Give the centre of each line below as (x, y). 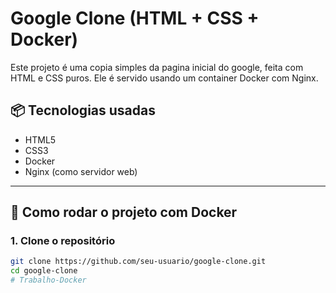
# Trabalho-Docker (48, 280)
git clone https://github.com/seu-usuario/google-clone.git (138, 262)
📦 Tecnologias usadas (83, 110)
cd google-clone (44, 271)
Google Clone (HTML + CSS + (135, 18)
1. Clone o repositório (63, 241)
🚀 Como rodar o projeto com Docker (124, 212)
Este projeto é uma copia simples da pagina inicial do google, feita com (157, 67)
